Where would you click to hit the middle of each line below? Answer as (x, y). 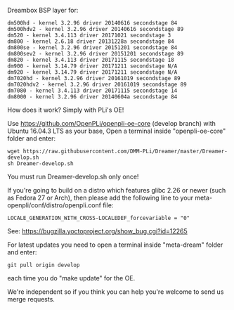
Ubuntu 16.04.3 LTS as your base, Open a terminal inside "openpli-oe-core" (117, 131)
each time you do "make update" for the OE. (71, 278)
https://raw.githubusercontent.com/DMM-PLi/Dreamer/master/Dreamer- (125, 151)
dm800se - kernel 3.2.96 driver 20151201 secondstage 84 (92, 48)
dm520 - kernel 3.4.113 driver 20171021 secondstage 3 (89, 35)
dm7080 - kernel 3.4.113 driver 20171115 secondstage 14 (92, 91)
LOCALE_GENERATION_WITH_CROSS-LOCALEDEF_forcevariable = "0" (99, 218)
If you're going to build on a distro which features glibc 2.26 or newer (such (117, 190)
